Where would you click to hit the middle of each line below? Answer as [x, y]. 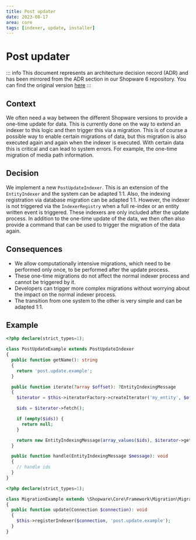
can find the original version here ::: [49, 85]
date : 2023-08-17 [27, 17]
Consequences [34, 249]
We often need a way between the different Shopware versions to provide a [97, 118]
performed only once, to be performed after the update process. [92, 269]
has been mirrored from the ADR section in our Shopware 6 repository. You [96, 79]
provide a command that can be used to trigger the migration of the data [93, 224]
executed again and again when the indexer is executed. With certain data [95, 143]
